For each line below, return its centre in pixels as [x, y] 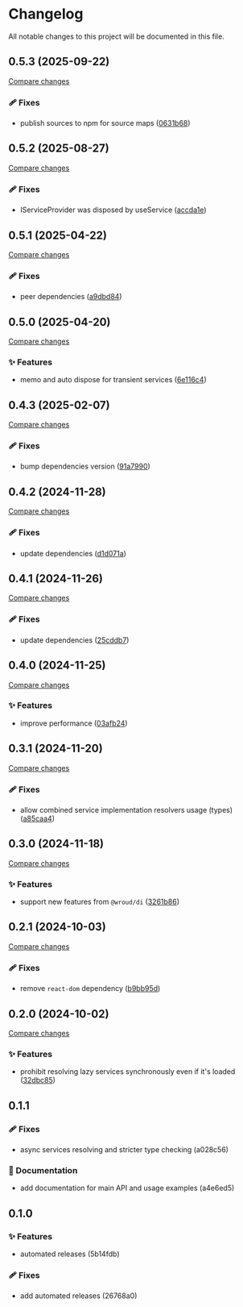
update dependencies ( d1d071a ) [73, 553]
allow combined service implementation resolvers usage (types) [126, 810]
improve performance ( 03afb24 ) [74, 723]
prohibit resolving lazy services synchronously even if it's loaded [128, 1072]
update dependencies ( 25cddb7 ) [74, 640]
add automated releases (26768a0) [78, 1296]
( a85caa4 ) [37, 818]
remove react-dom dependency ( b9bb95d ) [90, 989]
